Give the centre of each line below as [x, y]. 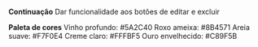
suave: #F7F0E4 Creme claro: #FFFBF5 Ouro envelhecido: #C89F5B [123, 36]
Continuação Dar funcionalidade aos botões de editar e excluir [114, 12]
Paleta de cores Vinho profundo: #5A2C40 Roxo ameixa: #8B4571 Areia [129, 27]
